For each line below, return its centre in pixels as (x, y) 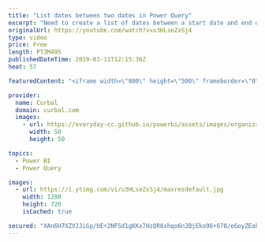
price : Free (28, 45)
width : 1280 (42, 197)
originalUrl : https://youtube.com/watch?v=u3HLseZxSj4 (100, 30)
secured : (22, 225)
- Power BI (33, 161)
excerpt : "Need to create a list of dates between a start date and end (130, 23)
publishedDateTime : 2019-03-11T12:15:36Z (77, 60)
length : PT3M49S (35, 52)
